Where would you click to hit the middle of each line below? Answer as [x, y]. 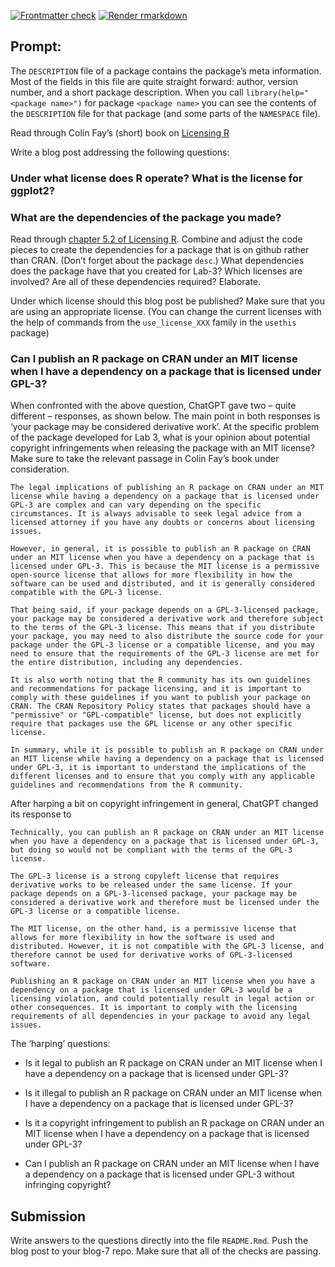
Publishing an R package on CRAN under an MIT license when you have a [162, 981]
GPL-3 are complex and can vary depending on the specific [136, 505]
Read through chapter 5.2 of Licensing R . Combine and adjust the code [156, 239]
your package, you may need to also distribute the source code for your [167, 636]
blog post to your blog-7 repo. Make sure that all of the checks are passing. [166, 1251]
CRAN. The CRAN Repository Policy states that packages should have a [160, 706]
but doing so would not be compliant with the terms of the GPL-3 [151, 850]
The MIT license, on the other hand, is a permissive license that [154, 929]
